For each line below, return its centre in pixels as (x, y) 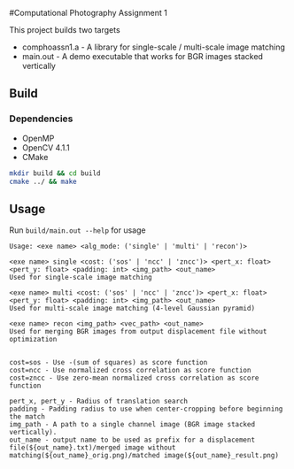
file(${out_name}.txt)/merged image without (93, 448)
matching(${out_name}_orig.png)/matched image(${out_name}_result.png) (144, 456)
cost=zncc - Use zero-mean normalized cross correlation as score (134, 378)
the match (27, 417)
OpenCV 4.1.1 (46, 147)
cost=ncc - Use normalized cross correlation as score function (130, 371)
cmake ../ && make (43, 181)
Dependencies (41, 119)
